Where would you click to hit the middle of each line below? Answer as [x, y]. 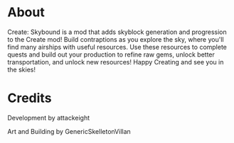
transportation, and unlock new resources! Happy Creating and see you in [116, 62]
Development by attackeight [49, 118]
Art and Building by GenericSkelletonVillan [69, 131]
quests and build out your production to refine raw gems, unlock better [111, 55]
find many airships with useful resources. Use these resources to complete [117, 47]
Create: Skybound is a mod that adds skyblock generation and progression [117, 32]
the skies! [21, 69]
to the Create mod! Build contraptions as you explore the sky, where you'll [116, 39]
